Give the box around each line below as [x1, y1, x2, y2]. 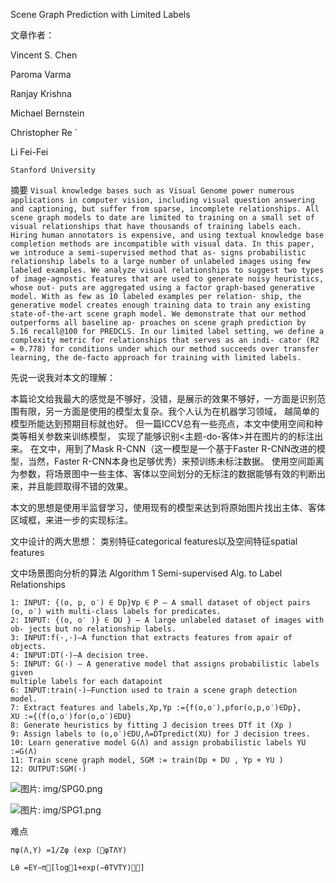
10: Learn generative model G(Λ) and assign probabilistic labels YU [10, 738, 307, 748]
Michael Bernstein [10, 107, 85, 119]
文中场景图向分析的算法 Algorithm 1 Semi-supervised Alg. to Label [10, 567, 283, 579]
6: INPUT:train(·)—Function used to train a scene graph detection [10, 685, 298, 695]
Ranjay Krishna [10, 88, 72, 99]
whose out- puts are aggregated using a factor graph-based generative [10, 283, 315, 293]
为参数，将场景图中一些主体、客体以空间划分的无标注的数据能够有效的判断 [10, 468, 317, 479]
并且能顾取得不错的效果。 [27, 480, 133, 492]
